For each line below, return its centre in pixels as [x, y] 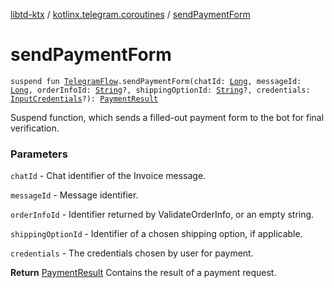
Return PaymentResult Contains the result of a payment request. [143, 273]
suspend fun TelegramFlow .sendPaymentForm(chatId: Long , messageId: [156, 81]
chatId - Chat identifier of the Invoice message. [108, 176]
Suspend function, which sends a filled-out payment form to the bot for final [167, 117]
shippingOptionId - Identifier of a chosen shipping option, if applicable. [156, 234]
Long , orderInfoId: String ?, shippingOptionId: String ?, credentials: [160, 90]
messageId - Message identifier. [74, 195]
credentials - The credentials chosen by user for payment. [132, 253]
